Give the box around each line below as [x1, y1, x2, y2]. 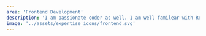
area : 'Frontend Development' [6, 9, 84, 15]
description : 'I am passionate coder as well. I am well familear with [6, 15, 193, 21]
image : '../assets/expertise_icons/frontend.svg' [6, 20, 136, 26]
